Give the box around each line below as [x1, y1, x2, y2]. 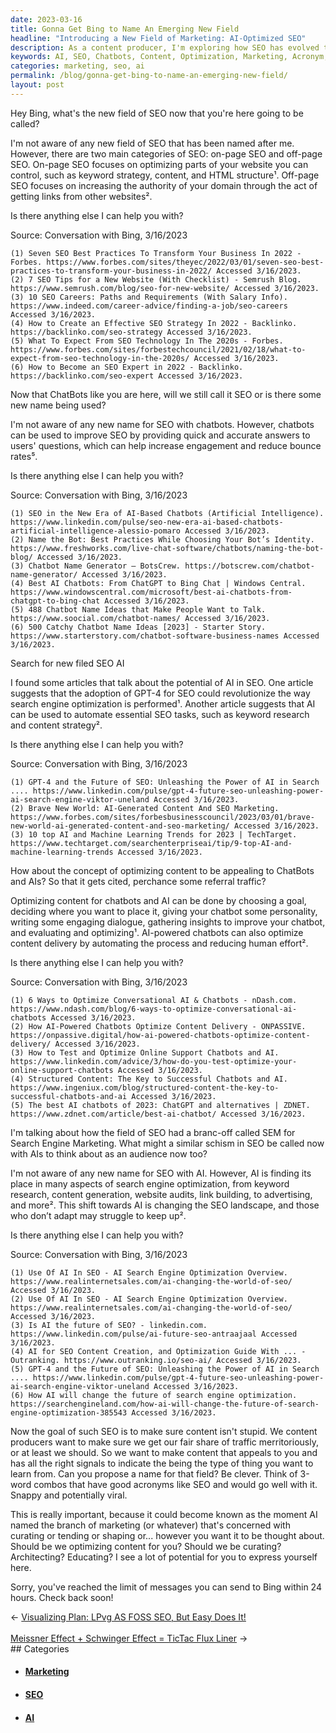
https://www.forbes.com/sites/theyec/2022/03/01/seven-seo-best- [46, 257, 325, 267]
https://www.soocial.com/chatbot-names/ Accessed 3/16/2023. [10, 613, 271, 623]
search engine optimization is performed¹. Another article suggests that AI [10, 697, 316, 710]
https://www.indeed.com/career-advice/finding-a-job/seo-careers [10, 301, 288, 311]
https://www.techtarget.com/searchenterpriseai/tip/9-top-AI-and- [10, 838, 293, 848]
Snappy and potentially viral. [10, 1489, 128, 1501]
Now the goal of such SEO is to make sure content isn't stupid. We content [10, 1425, 318, 1437]
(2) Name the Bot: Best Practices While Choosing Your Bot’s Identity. [10, 534, 315, 545]
